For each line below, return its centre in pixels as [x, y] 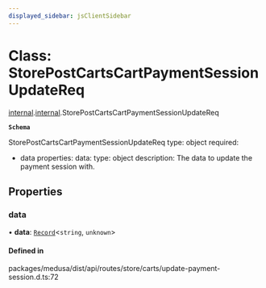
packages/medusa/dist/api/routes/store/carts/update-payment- [114, 269]
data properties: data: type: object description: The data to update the [136, 157]
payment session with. [57, 166]
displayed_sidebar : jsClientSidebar [70, 16]
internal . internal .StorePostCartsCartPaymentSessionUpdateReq [114, 112]
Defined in [26, 250]
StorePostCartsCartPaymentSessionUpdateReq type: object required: [124, 142]
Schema [19, 127]
